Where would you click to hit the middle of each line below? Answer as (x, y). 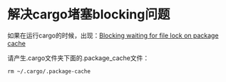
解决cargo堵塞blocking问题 (89, 14)
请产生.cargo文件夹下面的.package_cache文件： (78, 58)
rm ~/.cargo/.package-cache (49, 71)
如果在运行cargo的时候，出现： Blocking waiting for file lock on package (113, 35)
